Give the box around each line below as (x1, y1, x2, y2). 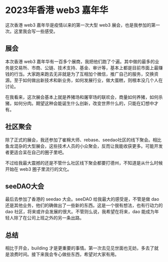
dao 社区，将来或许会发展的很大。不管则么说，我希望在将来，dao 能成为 (5, 209, 155, 215)
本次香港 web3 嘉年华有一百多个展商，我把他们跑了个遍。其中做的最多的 (5, 58, 155, 64)
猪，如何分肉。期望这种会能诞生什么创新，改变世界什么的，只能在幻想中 (5, 100, 154, 106)
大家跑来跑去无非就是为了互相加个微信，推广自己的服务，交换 (26, 71, 154, 77)
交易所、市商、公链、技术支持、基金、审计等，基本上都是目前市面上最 (13, 64, 158, 70)
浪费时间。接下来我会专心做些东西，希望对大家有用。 (9, 252, 119, 258)
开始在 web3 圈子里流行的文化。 (5, 166, 72, 172)
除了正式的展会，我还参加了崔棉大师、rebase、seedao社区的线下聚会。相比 (5, 137, 161, 143)
